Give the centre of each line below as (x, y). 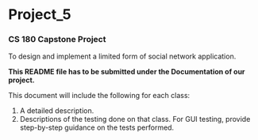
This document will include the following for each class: (99, 96)
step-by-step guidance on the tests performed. (97, 127)
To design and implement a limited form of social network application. (122, 56)
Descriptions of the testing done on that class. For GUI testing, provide (135, 119)
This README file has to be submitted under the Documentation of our (127, 72)
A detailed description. (57, 111)
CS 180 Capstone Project (57, 40)
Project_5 (40, 15)
